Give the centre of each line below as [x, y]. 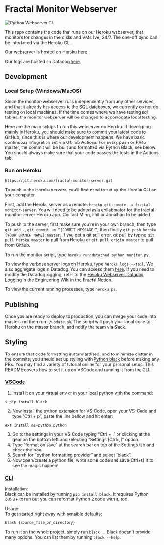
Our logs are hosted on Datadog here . [43, 61]
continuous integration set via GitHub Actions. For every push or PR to [76, 142]
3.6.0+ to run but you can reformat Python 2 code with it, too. [67, 499]
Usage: [12, 509]
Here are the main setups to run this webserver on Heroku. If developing [78, 126]
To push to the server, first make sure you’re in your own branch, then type [81, 224]
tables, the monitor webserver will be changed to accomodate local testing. [81, 117]
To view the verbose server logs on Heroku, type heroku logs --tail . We [79, 264]
